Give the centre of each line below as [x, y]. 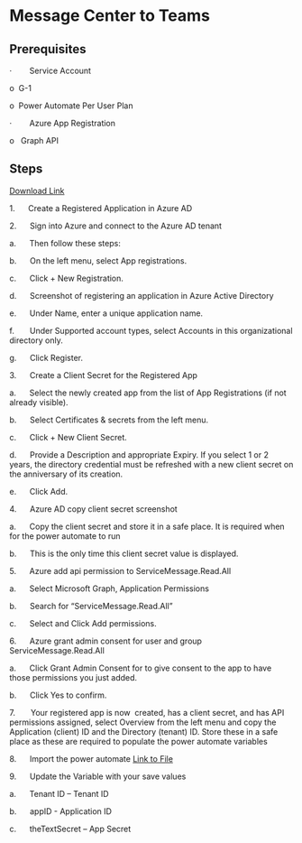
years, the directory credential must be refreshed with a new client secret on [151, 464]
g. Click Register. [46, 357]
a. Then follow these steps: [65, 243]
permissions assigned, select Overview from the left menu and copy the [143, 722]
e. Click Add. [39, 491]
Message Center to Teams [110, 16]
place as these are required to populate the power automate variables [138, 741]
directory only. [36, 340]
